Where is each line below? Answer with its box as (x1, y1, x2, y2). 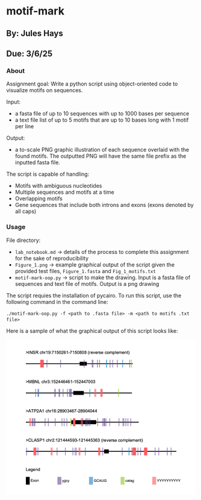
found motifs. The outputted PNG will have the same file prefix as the (14, 152, 187, 160)
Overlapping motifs (14, 195, 63, 202)
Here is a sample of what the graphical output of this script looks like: (6, 327, 179, 335)
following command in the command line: (6, 298, 108, 305)
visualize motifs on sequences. (6, 87, 83, 94)
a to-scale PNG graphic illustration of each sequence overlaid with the (14, 146, 190, 153)
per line (14, 123, 34, 130)
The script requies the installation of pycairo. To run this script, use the (6, 292, 182, 299)
